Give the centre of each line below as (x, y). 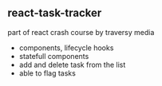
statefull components (54, 56)
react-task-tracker (55, 13)
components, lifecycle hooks (66, 48)
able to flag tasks (47, 73)
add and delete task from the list (72, 64)
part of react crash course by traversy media (81, 32)
